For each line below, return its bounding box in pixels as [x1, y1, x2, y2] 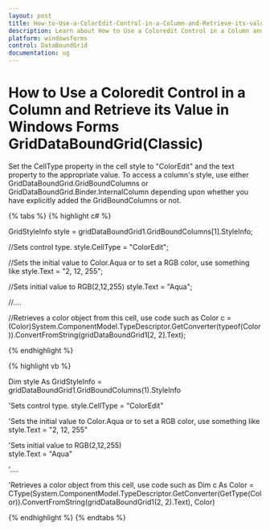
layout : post [8, 11, 52, 20]
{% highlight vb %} [8, 361, 72, 370]
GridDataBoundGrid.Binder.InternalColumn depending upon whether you [8, 186, 249, 197]
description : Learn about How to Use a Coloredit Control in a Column [8, 26, 250, 35]
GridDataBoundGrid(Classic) [8, 135, 203, 153]
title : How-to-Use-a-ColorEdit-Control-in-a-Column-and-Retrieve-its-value [8, 19, 268, 27]
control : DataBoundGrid [8, 42, 88, 50]
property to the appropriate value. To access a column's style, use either [8, 169, 249, 179]
